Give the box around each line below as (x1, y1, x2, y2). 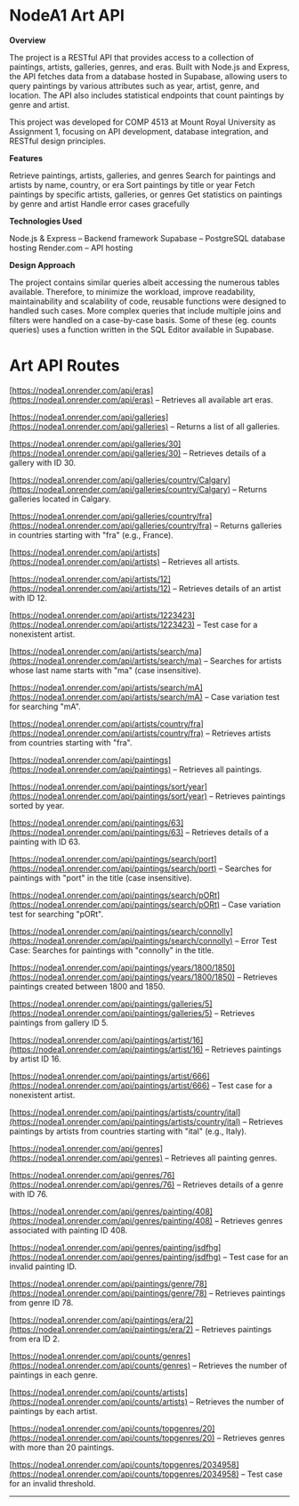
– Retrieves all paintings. (173, 763, 263, 775)
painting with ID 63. (9, 836, 81, 847)
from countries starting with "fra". (9, 737, 133, 748)
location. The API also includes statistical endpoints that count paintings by (9, 90, 285, 101)
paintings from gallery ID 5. (9, 1017, 109, 1028)
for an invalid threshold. (9, 1478, 96, 1488)
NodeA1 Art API (9, 5, 125, 26)
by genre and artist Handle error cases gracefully (9, 198, 190, 209)
